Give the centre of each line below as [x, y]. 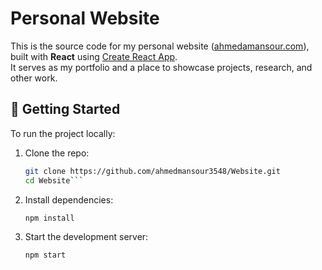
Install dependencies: [69, 199]
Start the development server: [86, 237]
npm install [49, 218]
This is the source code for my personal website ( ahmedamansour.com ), [160, 46]
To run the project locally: [63, 133]
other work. [34, 78]
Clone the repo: [57, 153]
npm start [45, 255]
